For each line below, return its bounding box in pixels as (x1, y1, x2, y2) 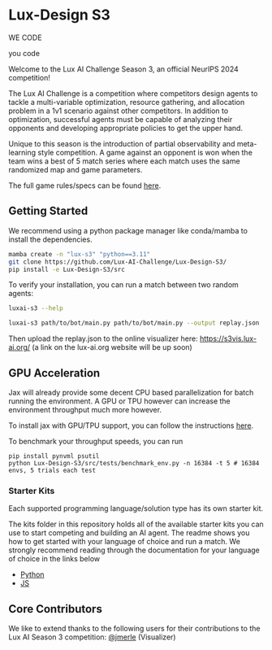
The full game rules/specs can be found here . (8, 181, 162, 190)
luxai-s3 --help (8, 304, 63, 312)
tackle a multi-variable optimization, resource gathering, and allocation (8, 97, 245, 107)
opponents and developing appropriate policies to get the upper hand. (8, 123, 244, 133)
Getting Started (8, 204, 89, 218)
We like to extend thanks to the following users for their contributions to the (8, 624, 261, 634)
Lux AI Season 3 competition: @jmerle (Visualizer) (8, 632, 176, 642)
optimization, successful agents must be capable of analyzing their (8, 114, 233, 124)
